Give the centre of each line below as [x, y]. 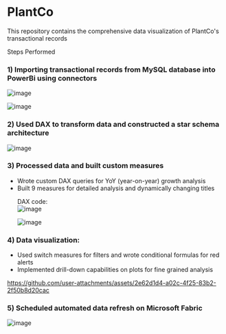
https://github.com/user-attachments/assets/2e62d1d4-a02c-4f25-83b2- [112, 283]
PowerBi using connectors [52, 78]
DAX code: [32, 201]
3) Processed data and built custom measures [86, 166]
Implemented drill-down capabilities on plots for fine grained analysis [115, 270]
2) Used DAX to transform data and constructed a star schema [113, 125]
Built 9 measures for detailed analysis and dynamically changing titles [116, 188]
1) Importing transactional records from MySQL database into [111, 70]
